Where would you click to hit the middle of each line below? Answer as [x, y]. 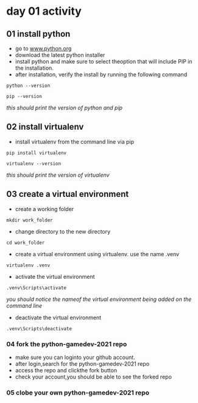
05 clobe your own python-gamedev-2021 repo [78, 393]
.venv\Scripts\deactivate [39, 328]
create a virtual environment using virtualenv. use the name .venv [97, 254]
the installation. [34, 68]
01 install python [38, 34]
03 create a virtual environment [68, 194]
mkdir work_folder [30, 220]
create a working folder [44, 209]
